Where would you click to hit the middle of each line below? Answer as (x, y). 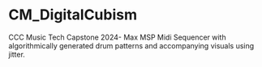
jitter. (17, 54)
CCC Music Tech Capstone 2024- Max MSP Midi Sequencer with (117, 37)
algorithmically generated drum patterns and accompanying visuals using (131, 45)
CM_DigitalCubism (73, 15)
